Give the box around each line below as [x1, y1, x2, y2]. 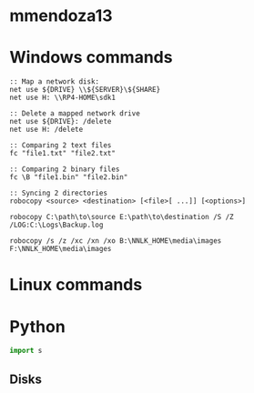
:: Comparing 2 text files [9, 141, 112, 150]
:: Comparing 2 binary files [9, 165, 120, 174]
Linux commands [9, 275, 143, 296]
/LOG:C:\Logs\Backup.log [9, 220, 104, 230]
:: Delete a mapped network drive [9, 109, 141, 118]
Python [9, 316, 66, 337]
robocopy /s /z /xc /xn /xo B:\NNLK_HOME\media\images [9, 237, 222, 246]
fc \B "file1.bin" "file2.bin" [9, 173, 128, 182]
